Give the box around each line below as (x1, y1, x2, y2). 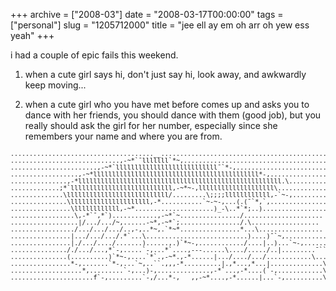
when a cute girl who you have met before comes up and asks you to (24, 99, 310, 110)
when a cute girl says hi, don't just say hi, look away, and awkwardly (24, 69, 307, 80)
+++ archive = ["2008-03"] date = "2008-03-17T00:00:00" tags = (10, 9, 284, 20)
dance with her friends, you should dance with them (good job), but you (24, 109, 322, 121)
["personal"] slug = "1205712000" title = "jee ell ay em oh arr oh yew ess (10, 19, 310, 31)
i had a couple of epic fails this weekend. (10, 49, 179, 61)
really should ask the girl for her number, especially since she (24, 120, 278, 131)
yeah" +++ (10, 30, 55, 41)
